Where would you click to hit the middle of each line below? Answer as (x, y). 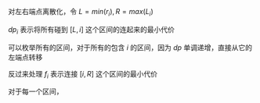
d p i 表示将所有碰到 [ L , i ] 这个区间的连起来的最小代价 (91, 30)
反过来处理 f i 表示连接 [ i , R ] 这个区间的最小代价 (83, 75)
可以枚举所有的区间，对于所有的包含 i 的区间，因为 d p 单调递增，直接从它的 (130, 47)
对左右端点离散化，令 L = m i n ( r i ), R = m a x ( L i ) (81, 12)
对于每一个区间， (36, 91)
